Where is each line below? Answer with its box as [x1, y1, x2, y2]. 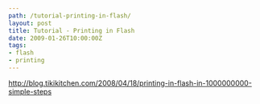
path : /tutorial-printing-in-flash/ [8, 11, 131, 20]
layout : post [8, 19, 52, 27]
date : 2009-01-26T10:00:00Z [8, 34, 103, 42]
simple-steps [8, 86, 52, 96]
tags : [8, 42, 27, 50]
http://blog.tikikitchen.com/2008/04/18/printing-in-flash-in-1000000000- [8, 78, 252, 88]
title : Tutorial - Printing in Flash [8, 26, 135, 34]
